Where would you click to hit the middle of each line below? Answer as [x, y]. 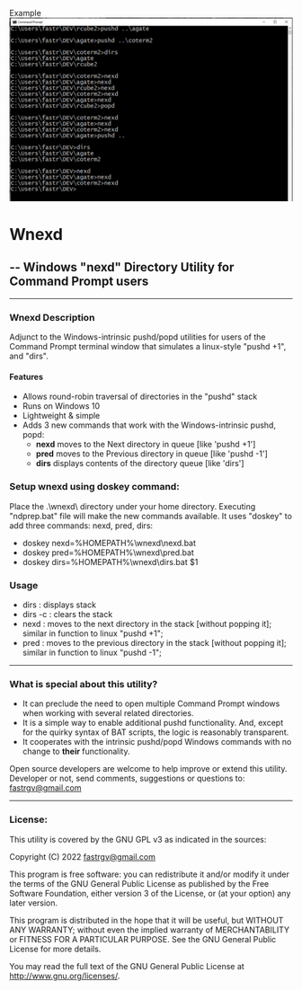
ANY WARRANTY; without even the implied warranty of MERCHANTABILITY [150, 930]
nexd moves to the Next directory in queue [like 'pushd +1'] [146, 445]
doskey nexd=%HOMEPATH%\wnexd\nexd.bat [109, 543]
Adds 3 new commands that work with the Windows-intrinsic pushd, [149, 425]
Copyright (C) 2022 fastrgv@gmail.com [82, 856]
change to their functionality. [76, 751]
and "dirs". [29, 356]
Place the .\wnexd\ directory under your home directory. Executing [133, 506]
